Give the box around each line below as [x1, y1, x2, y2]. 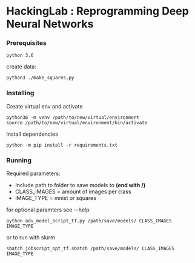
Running [6, 156, 32, 164]
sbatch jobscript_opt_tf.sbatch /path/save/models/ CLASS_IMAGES [6, 245, 174, 252]
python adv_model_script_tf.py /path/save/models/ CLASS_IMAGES [6, 218, 172, 224]
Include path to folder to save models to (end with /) [15, 182, 146, 189]
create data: [6, 63, 36, 70]
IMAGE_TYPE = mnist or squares [15, 195, 97, 202]
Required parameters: [6, 170, 61, 177]
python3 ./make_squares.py [6, 75, 74, 81]
